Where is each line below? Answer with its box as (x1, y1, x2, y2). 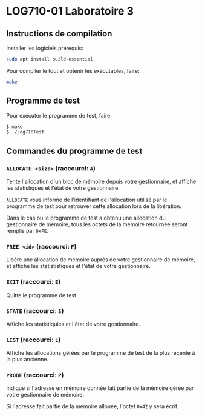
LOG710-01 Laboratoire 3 (6, 4, 134, 18)
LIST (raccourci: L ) (6, 335, 61, 344)
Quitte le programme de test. (6, 291, 78, 298)
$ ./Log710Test (6, 129, 45, 135)
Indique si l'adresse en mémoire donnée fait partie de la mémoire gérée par (6, 384, 194, 392)
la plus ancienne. (6, 356, 49, 363)
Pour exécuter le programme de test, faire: (6, 112, 112, 119)
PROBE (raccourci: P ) (6, 371, 64, 380)
